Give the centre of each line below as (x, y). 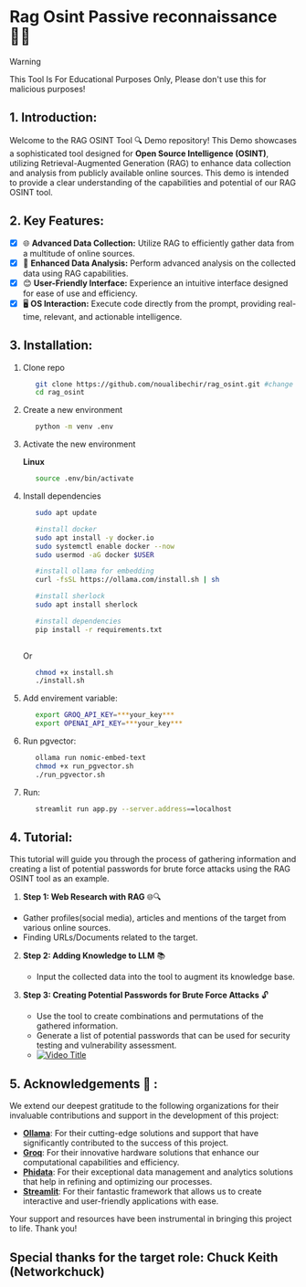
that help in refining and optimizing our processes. (117, 1182)
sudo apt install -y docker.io (95, 538)
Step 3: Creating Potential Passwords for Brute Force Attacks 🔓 (146, 995)
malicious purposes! (47, 89)
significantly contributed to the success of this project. (126, 1143)
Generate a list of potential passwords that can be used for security (163, 1036)
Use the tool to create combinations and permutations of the (150, 1017)
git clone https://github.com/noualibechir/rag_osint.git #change (164, 384)
